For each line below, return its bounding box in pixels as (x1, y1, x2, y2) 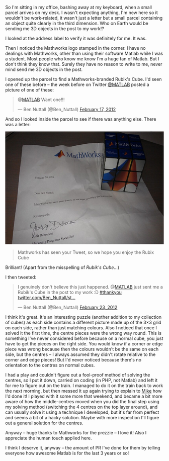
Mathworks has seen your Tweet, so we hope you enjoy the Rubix (17, 249, 154, 255)
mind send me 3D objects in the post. (5, 66, 83, 72)
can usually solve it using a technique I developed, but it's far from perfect (5, 409, 159, 415)
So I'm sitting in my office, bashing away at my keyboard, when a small (5, 5, 152, 10)
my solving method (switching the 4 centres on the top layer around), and (5, 404, 158, 410)
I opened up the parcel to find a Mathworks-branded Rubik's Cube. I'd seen (5, 76, 162, 82)
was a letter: (5, 122, 31, 127)
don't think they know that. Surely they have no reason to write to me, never (5, 61, 162, 67)
